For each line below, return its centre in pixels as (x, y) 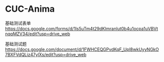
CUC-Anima (30, 9)
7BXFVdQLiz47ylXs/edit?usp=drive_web (46, 54)
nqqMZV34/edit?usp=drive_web (38, 34)
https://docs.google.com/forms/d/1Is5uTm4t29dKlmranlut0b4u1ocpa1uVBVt (82, 28)
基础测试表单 (18, 23)
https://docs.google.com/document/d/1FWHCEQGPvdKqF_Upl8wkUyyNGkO (82, 49)
